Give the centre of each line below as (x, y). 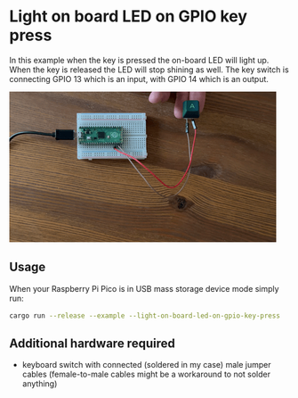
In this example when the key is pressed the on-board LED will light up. (139, 60)
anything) (40, 384)
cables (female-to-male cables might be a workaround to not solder (146, 374)
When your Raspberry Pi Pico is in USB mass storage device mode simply (144, 288)
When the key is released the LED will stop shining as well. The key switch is (149, 70)
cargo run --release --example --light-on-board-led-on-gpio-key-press (145, 315)
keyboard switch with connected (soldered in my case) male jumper (146, 365)
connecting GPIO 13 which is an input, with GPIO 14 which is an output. (139, 79)
